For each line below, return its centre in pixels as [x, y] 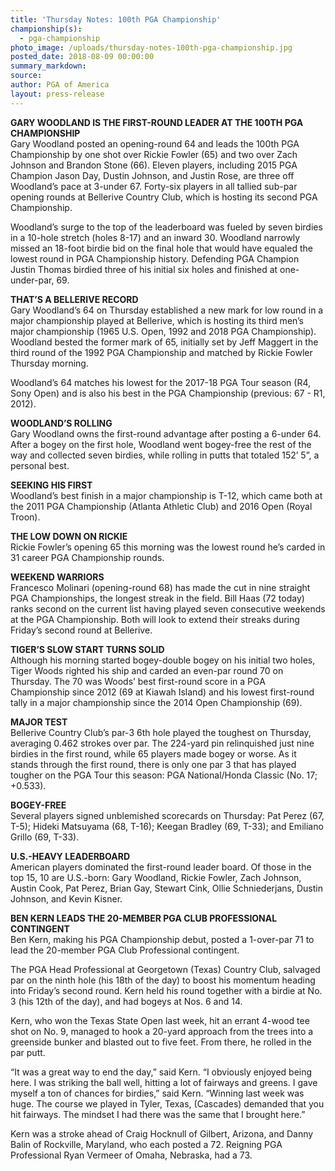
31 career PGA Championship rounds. [87, 557]
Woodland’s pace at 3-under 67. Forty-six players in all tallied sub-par [154, 186]
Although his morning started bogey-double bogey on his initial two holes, [163, 660]
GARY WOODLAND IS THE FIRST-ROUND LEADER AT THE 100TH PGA [157, 122]
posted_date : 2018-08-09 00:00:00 [82, 57]
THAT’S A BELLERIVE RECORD [74, 299]
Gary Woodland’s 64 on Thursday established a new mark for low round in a [167, 310]
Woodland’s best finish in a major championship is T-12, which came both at [166, 495]
